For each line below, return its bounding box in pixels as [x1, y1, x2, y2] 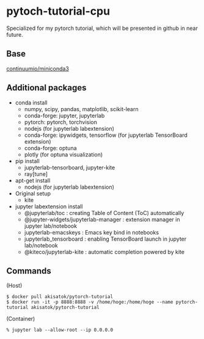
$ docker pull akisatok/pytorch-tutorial [6, 294, 114, 300]
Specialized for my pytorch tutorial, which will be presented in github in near [6, 24, 199, 32]
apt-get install [15, 177, 51, 184]
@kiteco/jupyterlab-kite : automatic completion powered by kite [24, 248, 185, 255]
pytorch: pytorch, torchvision [24, 118, 98, 126]
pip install [15, 157, 40, 164]
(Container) [6, 315, 35, 323]
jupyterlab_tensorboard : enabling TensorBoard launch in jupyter [24, 235, 187, 242]
